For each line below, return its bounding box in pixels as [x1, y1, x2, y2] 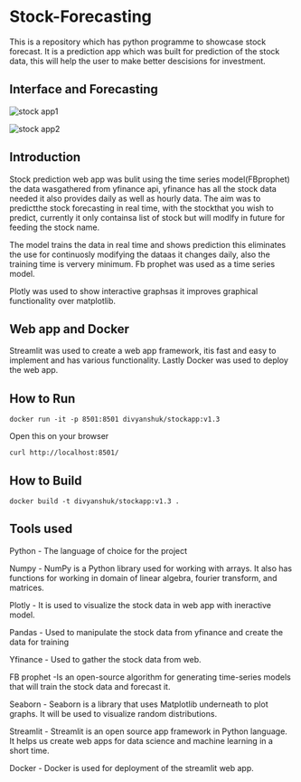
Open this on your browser [9, 431, 109, 442]
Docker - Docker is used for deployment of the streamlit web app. [9, 762, 255, 773]
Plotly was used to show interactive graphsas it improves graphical [9, 285, 259, 296]
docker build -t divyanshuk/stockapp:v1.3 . [9, 497, 180, 506]
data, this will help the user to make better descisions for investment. [9, 55, 267, 66]
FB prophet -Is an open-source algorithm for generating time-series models [9, 672, 291, 682]
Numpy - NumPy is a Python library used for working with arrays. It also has [9, 563, 292, 574]
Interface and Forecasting [9, 81, 158, 97]
